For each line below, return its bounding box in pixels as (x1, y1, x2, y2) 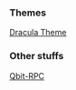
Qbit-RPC (9, 70, 45, 81)
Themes (9, 6, 47, 19)
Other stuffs (9, 50, 64, 63)
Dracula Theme (9, 27, 67, 38)
